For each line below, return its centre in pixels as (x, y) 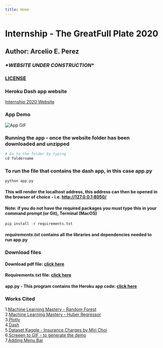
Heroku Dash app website (36, 91)
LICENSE (16, 78)
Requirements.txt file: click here (38, 275)
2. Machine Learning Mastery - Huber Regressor (53, 314)
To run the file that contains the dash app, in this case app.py (79, 171)
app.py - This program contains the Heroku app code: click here (71, 286)
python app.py (19, 181)
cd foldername (19, 158)
